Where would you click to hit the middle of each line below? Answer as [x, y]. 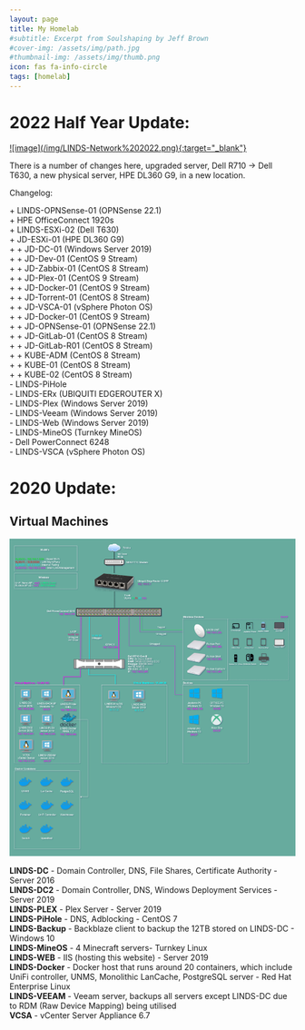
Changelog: [31, 193]
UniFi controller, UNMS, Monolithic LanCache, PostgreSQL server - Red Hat [151, 976]
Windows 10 [32, 938]
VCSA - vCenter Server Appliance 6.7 [80, 1015]
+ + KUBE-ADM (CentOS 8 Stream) [75, 355]
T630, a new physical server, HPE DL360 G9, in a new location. [128, 175]
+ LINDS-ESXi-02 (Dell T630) [64, 229]
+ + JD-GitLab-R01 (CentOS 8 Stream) [81, 345]
